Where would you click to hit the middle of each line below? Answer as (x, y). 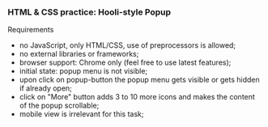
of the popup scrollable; (59, 106)
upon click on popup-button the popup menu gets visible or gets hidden (139, 80)
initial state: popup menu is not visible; (83, 71)
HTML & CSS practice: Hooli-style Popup (89, 12)
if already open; (45, 88)
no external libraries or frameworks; (79, 54)
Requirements (31, 30)
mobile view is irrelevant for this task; (81, 114)
